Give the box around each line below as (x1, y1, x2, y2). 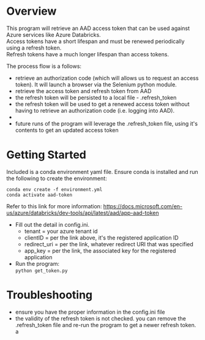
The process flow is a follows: (6, 62, 81, 70)
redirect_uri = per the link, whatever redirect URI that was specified (24, 240, 194, 247)
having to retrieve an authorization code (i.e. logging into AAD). (15, 107, 175, 114)
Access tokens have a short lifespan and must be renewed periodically (6, 37, 185, 45)
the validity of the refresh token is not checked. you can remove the (15, 314, 187, 322)
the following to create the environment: (6, 175, 107, 182)
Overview (6, 4, 57, 18)
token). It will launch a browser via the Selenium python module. (15, 81, 177, 88)
